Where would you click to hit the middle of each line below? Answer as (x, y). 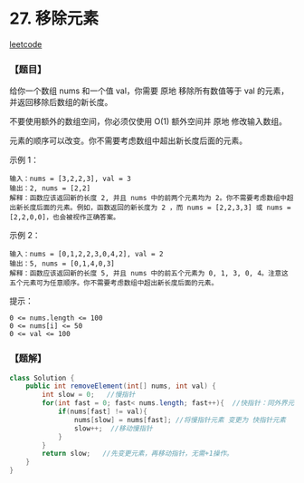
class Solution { (42, 378)
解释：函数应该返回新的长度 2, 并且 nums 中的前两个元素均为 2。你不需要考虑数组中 (148, 198)
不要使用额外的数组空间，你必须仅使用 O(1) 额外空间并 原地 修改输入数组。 (148, 121)
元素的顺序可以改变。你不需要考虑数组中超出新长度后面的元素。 (128, 140)
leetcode (26, 44)
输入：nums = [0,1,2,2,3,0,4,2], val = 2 (86, 255)
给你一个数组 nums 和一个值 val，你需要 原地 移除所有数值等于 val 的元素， (149, 91)
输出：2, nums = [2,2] (50, 188)
